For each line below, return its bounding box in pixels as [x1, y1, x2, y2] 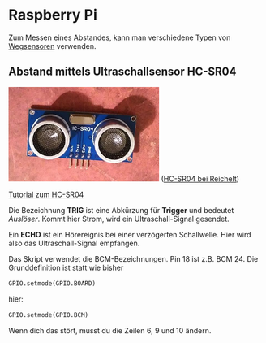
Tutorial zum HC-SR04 [8, 189, 84, 199]
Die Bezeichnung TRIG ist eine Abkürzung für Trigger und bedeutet [8, 205, 234, 215]
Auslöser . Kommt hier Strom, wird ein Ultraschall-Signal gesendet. [8, 214, 230, 224]
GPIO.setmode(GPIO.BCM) [8, 310, 89, 319]
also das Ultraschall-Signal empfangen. [8, 238, 140, 248]
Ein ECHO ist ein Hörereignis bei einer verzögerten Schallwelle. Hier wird [8, 229, 251, 239]
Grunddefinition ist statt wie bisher [8, 263, 124, 272]
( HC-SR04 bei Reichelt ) [161, 173, 240, 184]
